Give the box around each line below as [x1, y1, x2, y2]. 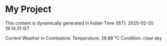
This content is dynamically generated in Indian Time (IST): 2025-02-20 [5, 20, 154, 26]
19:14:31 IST [5, 25, 30, 31]
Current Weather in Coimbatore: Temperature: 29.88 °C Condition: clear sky [5, 35, 162, 41]
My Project [5, 3, 52, 15]
